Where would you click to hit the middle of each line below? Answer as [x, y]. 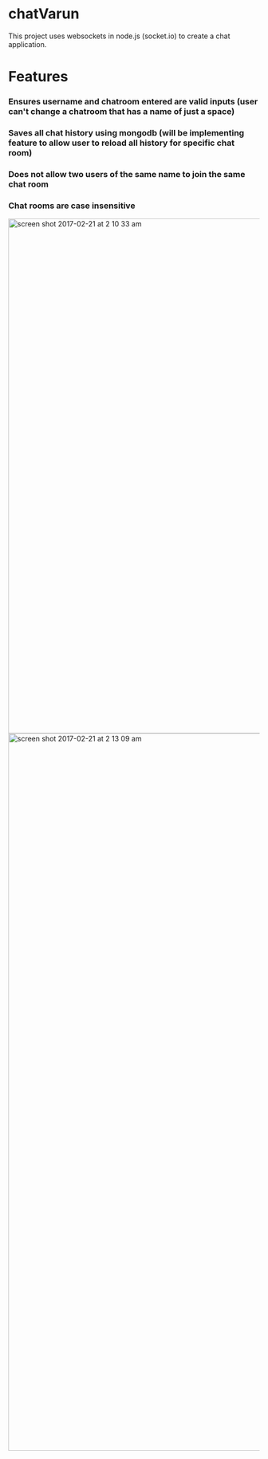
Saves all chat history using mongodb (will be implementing [126, 132]
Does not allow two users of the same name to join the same [127, 174]
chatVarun [44, 14]
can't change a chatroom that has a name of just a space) [122, 112]
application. [28, 44]
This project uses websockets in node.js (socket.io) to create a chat [119, 36]
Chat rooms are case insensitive [72, 206]
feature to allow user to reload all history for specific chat [122, 143]
